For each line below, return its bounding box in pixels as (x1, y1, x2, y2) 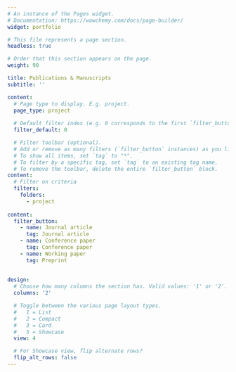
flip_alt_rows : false (13, 354, 77, 361)
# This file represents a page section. (7, 36, 128, 43)
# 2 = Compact (13, 315, 61, 322)
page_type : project (13, 107, 71, 114)
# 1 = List (13, 309, 52, 316)
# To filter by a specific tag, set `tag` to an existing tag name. (13, 159, 218, 166)
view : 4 (13, 335, 37, 342)
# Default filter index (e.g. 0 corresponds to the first (13, 120, 188, 127)
